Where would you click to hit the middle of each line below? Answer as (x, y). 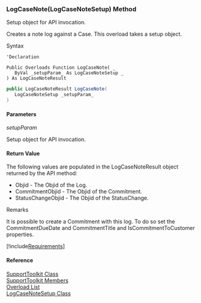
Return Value (23, 153)
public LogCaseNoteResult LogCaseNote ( (57, 89)
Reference (20, 260)
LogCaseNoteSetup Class (39, 293)
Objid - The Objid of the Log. (51, 185)
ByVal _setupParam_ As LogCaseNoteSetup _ (69, 73)
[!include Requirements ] (36, 246)
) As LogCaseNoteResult (37, 78)
